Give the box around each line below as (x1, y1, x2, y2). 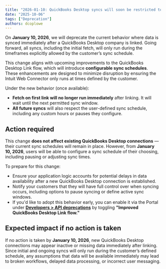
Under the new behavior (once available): (5, 85, 89, 91)
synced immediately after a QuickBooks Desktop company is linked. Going (5, 40, 157, 46)
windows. (12, 194, 32, 200)
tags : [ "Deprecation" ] (5, 16, 52, 21)
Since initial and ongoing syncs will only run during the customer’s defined (5, 248, 157, 254)
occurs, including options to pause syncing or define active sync (12, 189, 144, 195)
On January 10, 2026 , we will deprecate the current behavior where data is (5, 35, 159, 41)
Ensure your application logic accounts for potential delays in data (12, 173, 147, 179)
